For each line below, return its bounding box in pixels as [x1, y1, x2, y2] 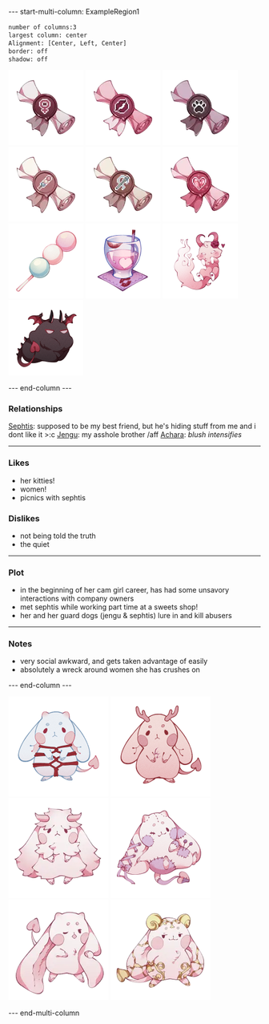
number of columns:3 [8, 23, 78, 31]
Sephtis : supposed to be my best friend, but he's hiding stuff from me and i [8, 421, 256, 431]
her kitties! [19, 476, 55, 485]
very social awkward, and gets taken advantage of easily [19, 657, 208, 666]
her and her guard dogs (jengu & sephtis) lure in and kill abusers [19, 611, 232, 621]
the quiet [19, 539, 50, 548]
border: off [8, 47, 48, 55]
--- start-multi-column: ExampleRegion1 [8, 7, 140, 16]
